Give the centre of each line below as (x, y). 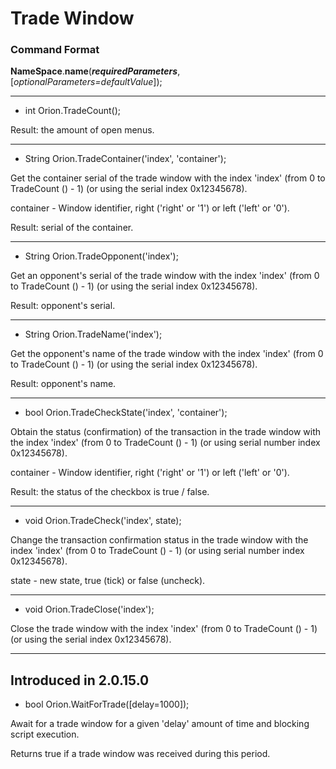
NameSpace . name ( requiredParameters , (95, 71)
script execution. (45, 734)
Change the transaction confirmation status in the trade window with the (159, 540)
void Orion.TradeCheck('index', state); (103, 521)
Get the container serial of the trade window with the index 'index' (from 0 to (168, 178)
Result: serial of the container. (72, 228)
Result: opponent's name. (63, 384)
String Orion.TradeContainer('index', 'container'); (125, 159)
